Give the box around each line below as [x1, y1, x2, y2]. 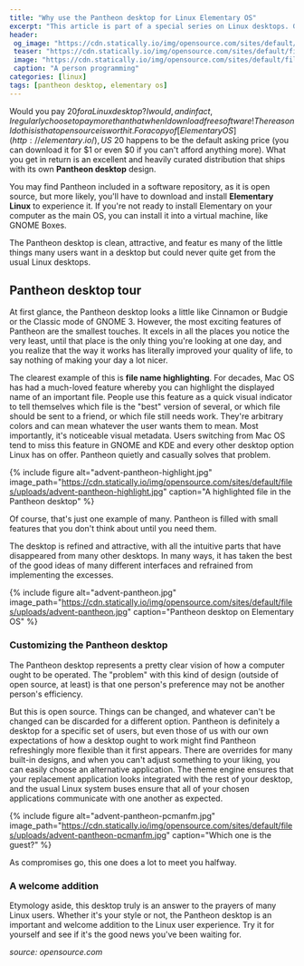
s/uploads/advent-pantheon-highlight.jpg [9, 486, 164, 497]
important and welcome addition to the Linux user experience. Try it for [9, 920, 275, 931]
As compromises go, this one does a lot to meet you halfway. [9, 856, 237, 867]
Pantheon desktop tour [9, 283, 142, 298]
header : [9, 30, 39, 39]
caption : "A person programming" [13, 64, 140, 73]
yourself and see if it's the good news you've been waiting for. [9, 929, 242, 940]
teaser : [13, 47, 43, 56]
